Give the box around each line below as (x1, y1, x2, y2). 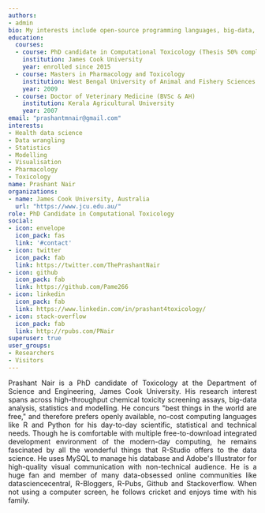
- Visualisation (8, 159, 62, 167)
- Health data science (8, 129, 83, 137)
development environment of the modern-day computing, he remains (8, 436, 257, 446)
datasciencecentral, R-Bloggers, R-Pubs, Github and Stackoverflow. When (8, 478, 257, 488)
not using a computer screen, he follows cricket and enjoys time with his (8, 487, 257, 496)
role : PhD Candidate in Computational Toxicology (8, 210, 175, 218)
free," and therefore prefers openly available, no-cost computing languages (8, 411, 257, 421)
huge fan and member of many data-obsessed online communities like (8, 470, 257, 480)
